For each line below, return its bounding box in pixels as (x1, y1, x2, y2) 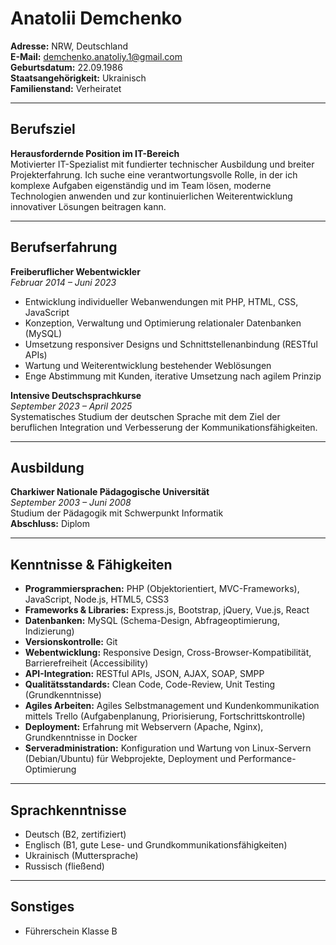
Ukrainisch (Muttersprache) (24, 850, 139, 861)
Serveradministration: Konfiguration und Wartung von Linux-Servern (24, 742, 312, 754)
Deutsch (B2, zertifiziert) (24, 828, 127, 840)
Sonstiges (10, 898, 75, 916)
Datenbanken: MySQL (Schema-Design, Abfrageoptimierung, (24, 615, 280, 627)
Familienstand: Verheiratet (10, 82, 122, 94)
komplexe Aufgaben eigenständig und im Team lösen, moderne (10, 179, 272, 191)
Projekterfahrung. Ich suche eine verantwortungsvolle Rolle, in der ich (10, 168, 298, 181)
